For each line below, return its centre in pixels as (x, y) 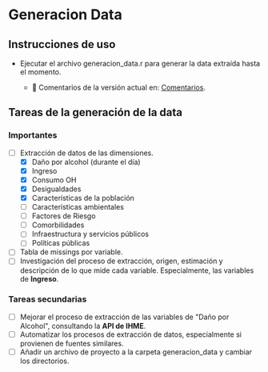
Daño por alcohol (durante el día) (86, 162)
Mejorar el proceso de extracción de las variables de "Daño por (124, 317)
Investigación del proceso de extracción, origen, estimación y (121, 261)
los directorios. (44, 361)
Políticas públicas (61, 243)
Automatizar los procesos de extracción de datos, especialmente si (131, 334)
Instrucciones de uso (62, 44)
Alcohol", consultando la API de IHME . (83, 326)
